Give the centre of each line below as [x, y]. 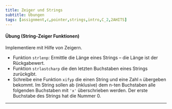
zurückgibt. [25, 74]
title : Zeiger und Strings [34, 10]
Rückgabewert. [29, 63]
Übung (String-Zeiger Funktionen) [42, 36]
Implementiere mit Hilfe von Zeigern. [44, 47]
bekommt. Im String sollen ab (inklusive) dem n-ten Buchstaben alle [84, 85]
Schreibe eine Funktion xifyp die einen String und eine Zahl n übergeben [89, 79]
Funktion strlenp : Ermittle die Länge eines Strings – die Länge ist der [85, 58]
